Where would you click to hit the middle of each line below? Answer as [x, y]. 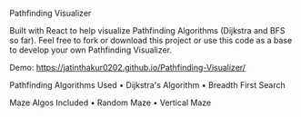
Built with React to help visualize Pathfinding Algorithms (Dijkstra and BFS [147, 30]
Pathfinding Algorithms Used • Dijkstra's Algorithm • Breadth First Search [147, 85]
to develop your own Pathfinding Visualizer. [91, 50]
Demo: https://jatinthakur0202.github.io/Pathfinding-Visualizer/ [128, 68]
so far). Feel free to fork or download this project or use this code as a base [151, 40]
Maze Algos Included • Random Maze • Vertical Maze [110, 102]
